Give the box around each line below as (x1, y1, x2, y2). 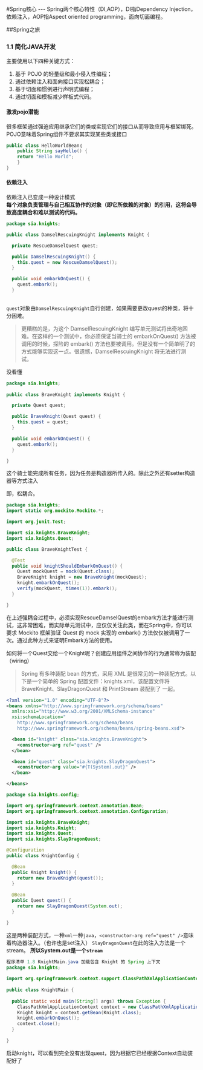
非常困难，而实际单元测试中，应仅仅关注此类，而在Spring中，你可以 (22, 621, 192, 628)
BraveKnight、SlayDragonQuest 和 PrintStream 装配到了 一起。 (21, 685, 179, 692)
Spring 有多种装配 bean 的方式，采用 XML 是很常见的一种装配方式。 (21, 670, 191, 677)
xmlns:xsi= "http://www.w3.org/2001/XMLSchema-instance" (11, 708, 155, 715)
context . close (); (17, 1021, 61, 1027)
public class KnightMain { (6, 987, 74, 993)
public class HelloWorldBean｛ (6, 143, 83, 149)
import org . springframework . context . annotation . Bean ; (6, 802, 145, 809)
